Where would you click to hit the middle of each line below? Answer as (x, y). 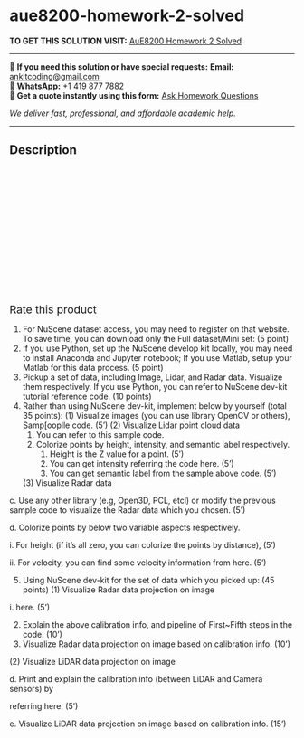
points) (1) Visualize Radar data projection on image (119, 590)
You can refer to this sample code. (100, 434)
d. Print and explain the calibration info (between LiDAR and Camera (136, 678)
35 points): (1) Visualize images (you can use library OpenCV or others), (157, 415)
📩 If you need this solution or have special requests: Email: (122, 66)
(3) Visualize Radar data (67, 483)
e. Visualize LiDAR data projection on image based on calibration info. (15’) (148, 724)
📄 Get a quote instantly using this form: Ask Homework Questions (134, 95)
